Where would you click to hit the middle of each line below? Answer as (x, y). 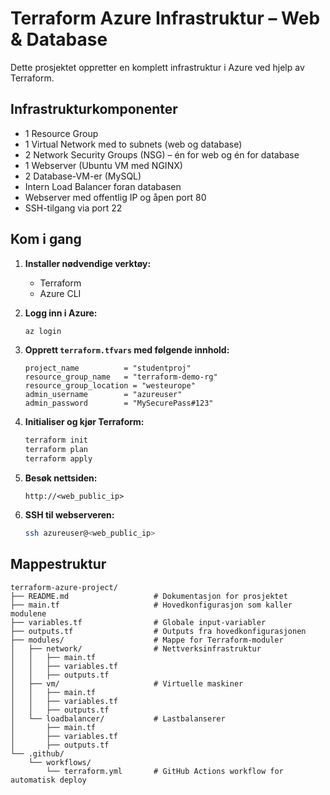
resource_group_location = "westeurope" (110, 386)
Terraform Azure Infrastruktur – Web (165, 18)
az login (43, 331)
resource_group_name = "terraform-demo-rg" (121, 377)
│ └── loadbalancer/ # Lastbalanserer (118, 718)
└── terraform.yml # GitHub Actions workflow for (165, 771)
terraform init (56, 440)
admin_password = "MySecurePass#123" (119, 403)
